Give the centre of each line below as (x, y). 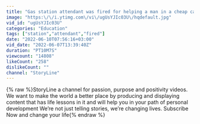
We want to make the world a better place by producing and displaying (93, 96)
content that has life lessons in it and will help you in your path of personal (97, 103)
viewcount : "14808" (30, 56)
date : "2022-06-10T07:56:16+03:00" (50, 39)
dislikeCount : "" (28, 67)
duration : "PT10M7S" (32, 51)
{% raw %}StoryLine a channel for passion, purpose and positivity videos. (97, 89)
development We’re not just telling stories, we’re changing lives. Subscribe (97, 108)
